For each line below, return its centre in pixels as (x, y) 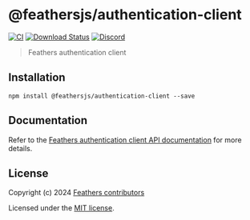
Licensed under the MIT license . (61, 208)
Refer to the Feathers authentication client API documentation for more (125, 140)
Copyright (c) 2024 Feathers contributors (77, 193)
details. (20, 148)
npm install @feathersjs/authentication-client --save (102, 96)
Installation (37, 78)
